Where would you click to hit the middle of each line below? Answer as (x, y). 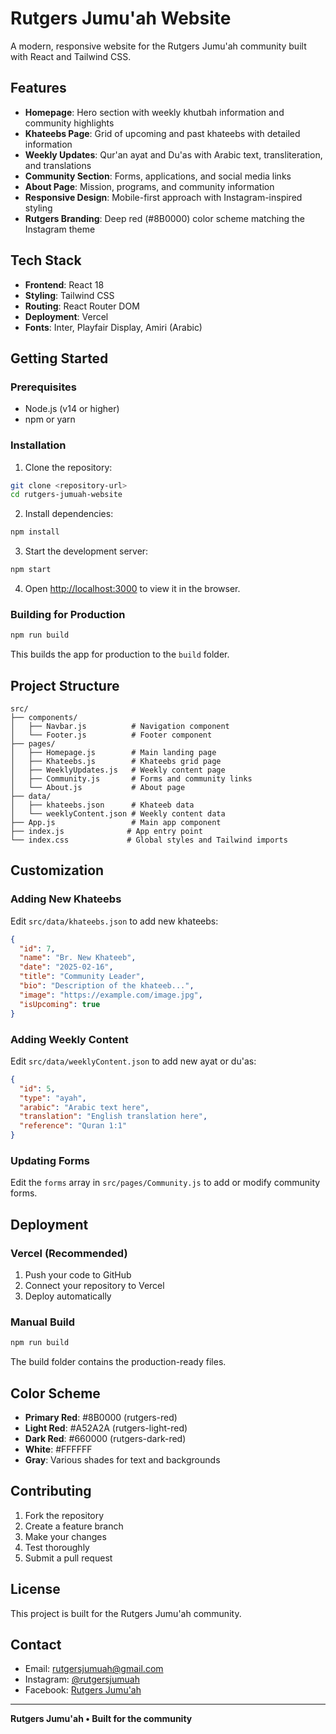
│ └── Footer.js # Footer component (111, 735)
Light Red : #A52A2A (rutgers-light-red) (106, 1428)
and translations (58, 165)
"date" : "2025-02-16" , (66, 967)
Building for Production (68, 614)
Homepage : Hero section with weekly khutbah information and (154, 112)
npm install (35, 532)
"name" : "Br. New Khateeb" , (78, 958)
